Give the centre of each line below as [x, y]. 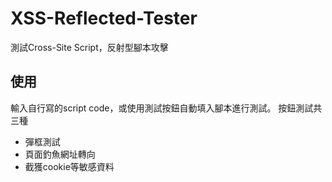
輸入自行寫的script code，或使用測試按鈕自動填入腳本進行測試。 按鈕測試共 [166, 108]
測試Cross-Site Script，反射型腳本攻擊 [89, 47]
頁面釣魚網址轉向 [60, 154]
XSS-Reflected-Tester [104, 18]
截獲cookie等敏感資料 [69, 166]
